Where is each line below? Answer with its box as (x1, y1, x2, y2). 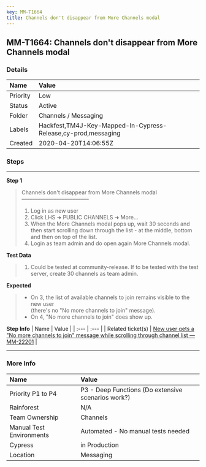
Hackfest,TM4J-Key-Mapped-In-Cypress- (39, 121, 167, 130)
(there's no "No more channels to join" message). (30, 307, 156, 314)
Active (39, 102, 57, 110)
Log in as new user (30, 207, 78, 215)
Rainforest (9, 403, 39, 411)
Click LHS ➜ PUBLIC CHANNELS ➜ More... (30, 214, 139, 221)
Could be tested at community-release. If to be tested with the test (30, 264, 199, 271)
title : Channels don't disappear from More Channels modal (6, 15, 161, 21)
